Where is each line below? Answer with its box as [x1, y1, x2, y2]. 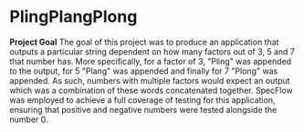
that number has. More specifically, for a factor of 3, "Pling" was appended [9, 56, 292, 66]
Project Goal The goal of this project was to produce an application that [9, 36, 279, 47]
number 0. [9, 114, 48, 125]
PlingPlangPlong [9, 6, 138, 27]
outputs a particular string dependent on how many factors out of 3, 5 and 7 [9, 46, 295, 56]
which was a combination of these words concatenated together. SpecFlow [9, 85, 294, 96]
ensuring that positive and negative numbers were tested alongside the [9, 104, 278, 115]
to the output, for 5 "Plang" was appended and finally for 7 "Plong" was [9, 66, 278, 76]
